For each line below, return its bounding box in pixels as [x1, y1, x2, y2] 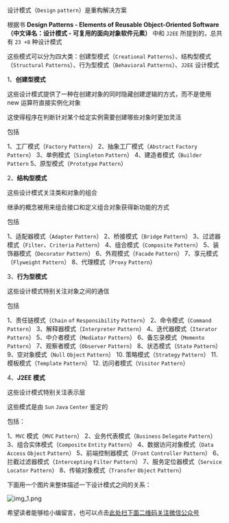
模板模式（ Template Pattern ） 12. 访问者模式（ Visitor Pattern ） [7, 359, 189, 367]
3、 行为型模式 [7, 273, 47, 280]
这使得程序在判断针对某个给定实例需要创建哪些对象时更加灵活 [7, 113, 182, 121]
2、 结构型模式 [7, 174, 47, 182]
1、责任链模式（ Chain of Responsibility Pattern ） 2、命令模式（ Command [7, 316, 212, 324]
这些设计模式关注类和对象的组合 [7, 188, 97, 197]
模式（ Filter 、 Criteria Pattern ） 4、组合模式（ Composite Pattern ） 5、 [7, 241, 214, 249]
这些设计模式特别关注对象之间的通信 [7, 287, 110, 295]
